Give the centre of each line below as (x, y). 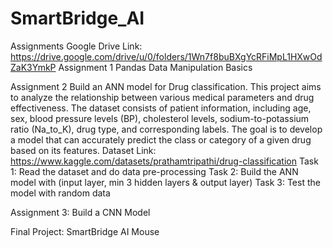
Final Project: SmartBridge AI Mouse (85, 231)
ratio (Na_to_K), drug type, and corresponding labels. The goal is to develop (166, 129)
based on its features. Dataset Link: (83, 150)
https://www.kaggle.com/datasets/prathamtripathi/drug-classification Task (164, 161)
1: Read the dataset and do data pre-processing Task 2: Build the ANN (154, 171)
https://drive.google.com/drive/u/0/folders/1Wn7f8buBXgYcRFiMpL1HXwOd (166, 56)
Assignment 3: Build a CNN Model (80, 212)
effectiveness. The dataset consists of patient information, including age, (161, 108)
